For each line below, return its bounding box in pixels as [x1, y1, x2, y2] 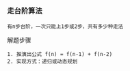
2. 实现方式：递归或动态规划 [7, 58, 78, 66]
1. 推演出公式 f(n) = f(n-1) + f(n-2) [7, 51, 113, 58]
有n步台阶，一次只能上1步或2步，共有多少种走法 [7, 23, 124, 30]
